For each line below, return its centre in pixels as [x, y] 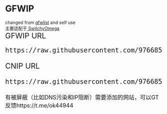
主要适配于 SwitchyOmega [32, 28]
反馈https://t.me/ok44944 [39, 105]
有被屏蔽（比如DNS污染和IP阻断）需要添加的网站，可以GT [82, 97]
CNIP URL [23, 66]
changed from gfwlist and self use [40, 22]
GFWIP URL [26, 36]
